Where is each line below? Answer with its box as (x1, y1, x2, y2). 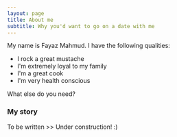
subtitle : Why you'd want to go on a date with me (7, 23, 155, 29)
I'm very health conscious (16, 77, 91, 85)
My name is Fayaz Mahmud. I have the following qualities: (7, 42, 170, 50)
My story (7, 107, 38, 116)
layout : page (7, 10, 45, 17)
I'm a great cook (16, 69, 64, 77)
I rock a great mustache (16, 55, 84, 63)
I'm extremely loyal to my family (16, 62, 108, 71)
